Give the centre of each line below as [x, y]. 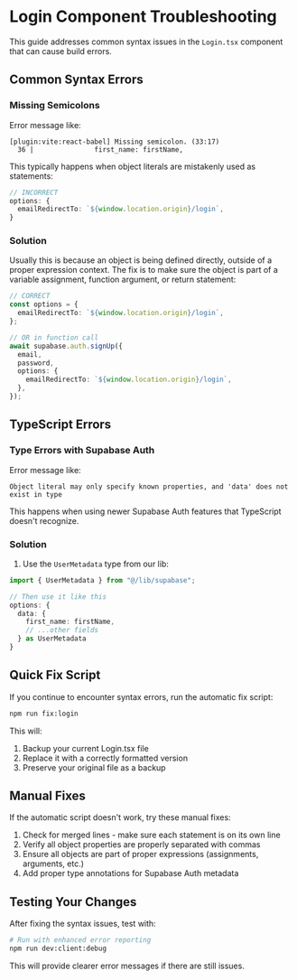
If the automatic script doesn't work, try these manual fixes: [121, 817]
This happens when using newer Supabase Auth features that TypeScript [145, 511]
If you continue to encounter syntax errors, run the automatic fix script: [141, 696]
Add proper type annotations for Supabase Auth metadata [130, 873]
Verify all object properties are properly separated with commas [141, 845]
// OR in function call [54, 337]
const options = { [44, 304]
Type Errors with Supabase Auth [82, 451]
